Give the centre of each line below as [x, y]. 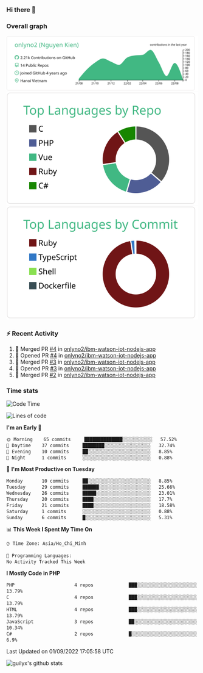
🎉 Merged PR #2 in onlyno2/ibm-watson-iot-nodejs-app [85, 375]
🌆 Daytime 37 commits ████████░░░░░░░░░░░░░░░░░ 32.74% [91, 446]
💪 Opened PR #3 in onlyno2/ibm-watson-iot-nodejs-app [85, 369]
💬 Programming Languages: [39, 556]
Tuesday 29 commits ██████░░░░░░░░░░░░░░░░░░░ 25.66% [91, 488]
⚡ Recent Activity [33, 333]
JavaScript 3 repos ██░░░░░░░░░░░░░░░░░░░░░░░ [102, 622]
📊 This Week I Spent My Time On [49, 530]
